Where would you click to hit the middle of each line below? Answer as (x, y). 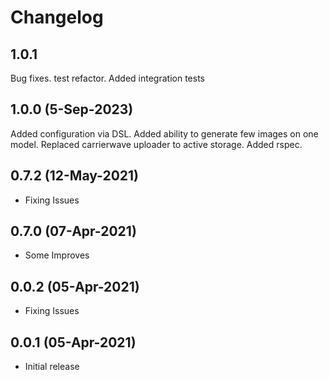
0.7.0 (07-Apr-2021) (73, 231)
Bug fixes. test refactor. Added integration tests (107, 78)
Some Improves (57, 255)
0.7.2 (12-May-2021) (75, 176)
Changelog (57, 17)
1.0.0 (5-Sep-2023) (72, 109)
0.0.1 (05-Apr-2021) (73, 342)
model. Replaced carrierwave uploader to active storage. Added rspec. (156, 144)
